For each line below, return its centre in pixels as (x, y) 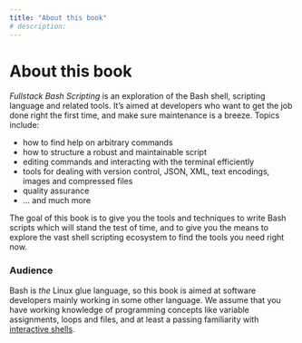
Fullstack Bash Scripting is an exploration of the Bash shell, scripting (137, 96)
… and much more (57, 201)
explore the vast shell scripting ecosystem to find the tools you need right (147, 238)
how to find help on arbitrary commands (98, 142)
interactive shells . (42, 328)
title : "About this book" (58, 18)
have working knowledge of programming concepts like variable (129, 309)
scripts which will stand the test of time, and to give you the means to (139, 228)
